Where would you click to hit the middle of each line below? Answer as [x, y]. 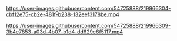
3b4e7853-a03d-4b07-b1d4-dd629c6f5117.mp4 [65, 32]
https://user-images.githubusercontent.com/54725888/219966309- [88, 26]
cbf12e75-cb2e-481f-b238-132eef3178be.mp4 [63, 14]
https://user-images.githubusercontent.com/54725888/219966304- [88, 8]
